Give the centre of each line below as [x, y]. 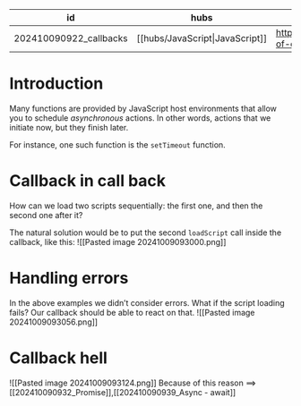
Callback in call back [88, 181]
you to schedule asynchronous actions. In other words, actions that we [140, 118]
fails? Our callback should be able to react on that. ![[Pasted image [132, 312]
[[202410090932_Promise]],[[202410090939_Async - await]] [123, 392]
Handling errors [69, 279]
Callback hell [58, 358]
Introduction [56, 84]
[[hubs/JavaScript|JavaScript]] [202, 38]
